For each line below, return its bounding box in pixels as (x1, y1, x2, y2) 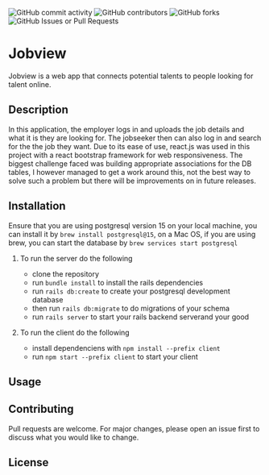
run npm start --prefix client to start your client (31, 352, 199, 361)
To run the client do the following (19, 327, 130, 337)
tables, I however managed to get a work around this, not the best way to (8, 167, 251, 177)
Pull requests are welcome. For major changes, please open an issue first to (8, 423, 260, 433)
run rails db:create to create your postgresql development (31, 286, 231, 296)
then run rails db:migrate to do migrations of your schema (31, 303, 230, 313)
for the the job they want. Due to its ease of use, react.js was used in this (8, 141, 250, 151)
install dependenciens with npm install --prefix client (31, 343, 221, 352)
